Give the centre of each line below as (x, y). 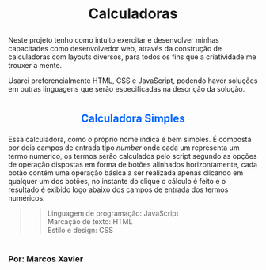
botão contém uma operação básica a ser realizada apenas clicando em (126, 173)
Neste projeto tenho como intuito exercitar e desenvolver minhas (114, 40)
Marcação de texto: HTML (90, 222)
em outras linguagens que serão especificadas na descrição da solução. (127, 89)
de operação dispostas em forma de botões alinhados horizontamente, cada (133, 165)
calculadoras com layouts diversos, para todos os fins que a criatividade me (132, 57)
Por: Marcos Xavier (46, 259)
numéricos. (27, 198)
